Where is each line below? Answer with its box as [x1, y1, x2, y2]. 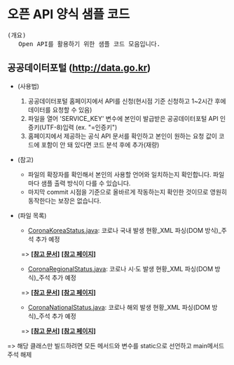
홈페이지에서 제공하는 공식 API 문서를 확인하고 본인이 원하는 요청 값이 [27, 131, 217, 140]
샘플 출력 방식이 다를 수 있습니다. [41, 179, 131, 187]
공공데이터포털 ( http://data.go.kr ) [7, 62, 151, 74]
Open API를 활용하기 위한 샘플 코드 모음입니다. [18, 40, 161, 48]
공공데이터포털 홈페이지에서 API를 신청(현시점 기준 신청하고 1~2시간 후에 [27, 96, 226, 105]
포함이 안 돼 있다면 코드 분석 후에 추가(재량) [41, 141, 160, 149]
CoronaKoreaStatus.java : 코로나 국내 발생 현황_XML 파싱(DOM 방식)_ [27, 226, 222, 234]
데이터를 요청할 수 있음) [27, 106, 92, 114]
